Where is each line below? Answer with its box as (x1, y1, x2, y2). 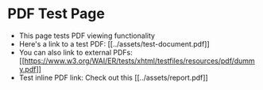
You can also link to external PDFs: (18, 47, 133, 57)
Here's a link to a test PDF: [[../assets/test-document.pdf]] (18, 39, 210, 48)
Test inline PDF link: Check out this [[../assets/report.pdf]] (18, 73, 208, 82)
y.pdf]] (18, 64, 41, 73)
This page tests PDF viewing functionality (18, 31, 156, 40)
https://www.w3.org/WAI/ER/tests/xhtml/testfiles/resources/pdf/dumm (24, 56, 255, 66)
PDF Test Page (7, 5, 105, 23)
